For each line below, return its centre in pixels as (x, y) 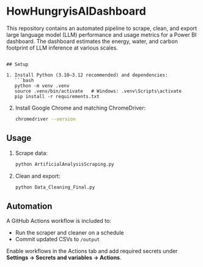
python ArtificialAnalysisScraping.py (65, 164)
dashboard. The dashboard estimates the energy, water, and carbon (92, 41)
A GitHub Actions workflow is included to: (59, 221)
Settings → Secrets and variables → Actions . (64, 258)
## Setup (17, 64)
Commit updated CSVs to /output (57, 239)
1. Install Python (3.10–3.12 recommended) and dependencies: (87, 75)
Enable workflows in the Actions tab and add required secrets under (92, 251)
